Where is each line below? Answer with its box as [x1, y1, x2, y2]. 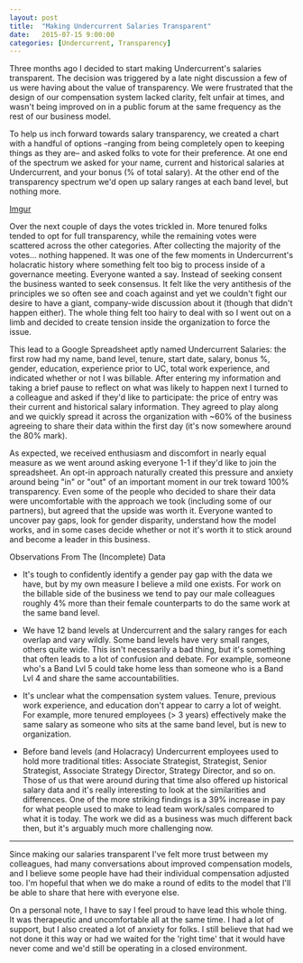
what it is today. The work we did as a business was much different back [22, 813, 293, 824]
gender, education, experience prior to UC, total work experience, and [9, 363, 271, 375]
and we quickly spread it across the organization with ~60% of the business [9, 412, 292, 422]
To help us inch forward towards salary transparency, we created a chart [9, 128, 280, 140]
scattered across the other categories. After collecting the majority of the [9, 240, 281, 251]
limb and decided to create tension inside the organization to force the [9, 317, 271, 328]
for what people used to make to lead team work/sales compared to [22, 804, 275, 815]
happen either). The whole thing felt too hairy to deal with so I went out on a [9, 308, 291, 319]
